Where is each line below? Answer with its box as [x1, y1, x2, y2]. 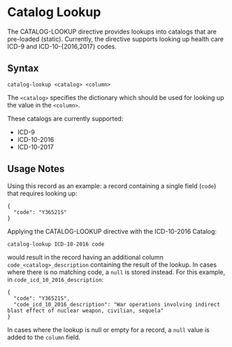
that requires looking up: [7, 189, 78, 197]
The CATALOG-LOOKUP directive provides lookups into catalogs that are [7, 27, 217, 36]
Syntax [7, 62, 39, 74]
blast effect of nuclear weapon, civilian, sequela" [7, 307, 164, 314]
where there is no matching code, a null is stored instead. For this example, [7, 267, 226, 276]
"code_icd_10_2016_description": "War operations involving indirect [13, 301, 220, 308]
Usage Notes [7, 163, 65, 175]
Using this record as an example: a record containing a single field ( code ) [7, 181, 217, 190]
